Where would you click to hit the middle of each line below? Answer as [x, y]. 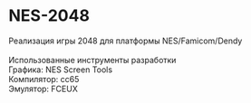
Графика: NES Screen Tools [61, 70]
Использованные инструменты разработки [92, 60]
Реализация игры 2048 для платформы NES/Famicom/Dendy [125, 41]
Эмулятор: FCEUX [43, 89]
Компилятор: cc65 [44, 79]
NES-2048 [49, 16]
